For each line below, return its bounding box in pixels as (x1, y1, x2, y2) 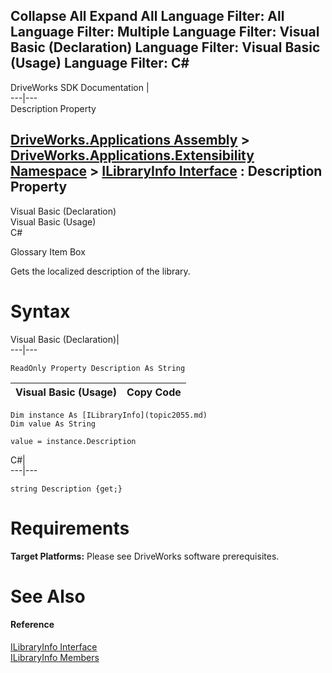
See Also (10, 585, 86, 608)
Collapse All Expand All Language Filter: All (10, 8, 285, 25)
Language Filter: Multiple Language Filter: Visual (10, 24, 320, 41)
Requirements (10, 517, 130, 539)
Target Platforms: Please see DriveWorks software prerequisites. (10, 550, 280, 562)
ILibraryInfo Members (10, 651, 100, 663)
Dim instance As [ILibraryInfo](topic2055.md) (10, 410, 208, 420)
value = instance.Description (10, 436, 137, 446)
